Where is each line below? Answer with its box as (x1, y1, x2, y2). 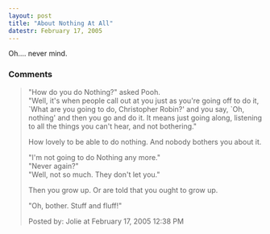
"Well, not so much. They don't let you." (27, 170, 160, 179)
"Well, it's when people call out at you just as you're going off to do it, (27, 96, 260, 105)
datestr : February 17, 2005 (8, 27, 103, 35)
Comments (8, 69, 52, 80)
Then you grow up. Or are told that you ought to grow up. (27, 185, 218, 195)
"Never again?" (27, 161, 79, 170)
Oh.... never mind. (8, 49, 68, 59)
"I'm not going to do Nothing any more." (27, 152, 161, 162)
